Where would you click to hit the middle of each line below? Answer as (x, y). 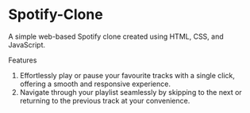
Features (23, 60)
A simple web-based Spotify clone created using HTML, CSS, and (116, 36)
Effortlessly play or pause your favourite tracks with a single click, (127, 75)
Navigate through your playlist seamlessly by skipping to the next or (131, 92)
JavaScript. (27, 44)
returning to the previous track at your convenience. (105, 100)
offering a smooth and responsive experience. (95, 84)
